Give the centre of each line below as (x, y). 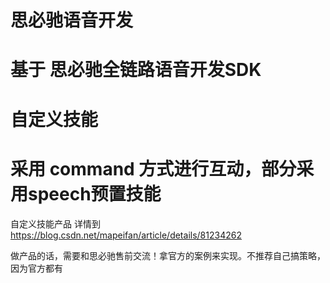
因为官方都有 (36, 268)
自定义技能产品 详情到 (55, 223)
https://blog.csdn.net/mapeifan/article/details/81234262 (126, 235)
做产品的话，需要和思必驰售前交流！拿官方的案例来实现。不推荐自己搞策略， (168, 255)
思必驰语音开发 (72, 20)
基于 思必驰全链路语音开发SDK (136, 70)
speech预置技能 (95, 193)
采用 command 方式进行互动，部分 (153, 168)
